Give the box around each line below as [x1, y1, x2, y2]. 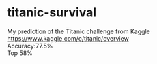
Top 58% [7, 49, 33, 57]
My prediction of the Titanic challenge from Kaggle [7, 27, 150, 35]
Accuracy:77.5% [7, 42, 53, 50]
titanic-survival [7, 5, 97, 20]
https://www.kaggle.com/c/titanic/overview [7, 34, 130, 42]
